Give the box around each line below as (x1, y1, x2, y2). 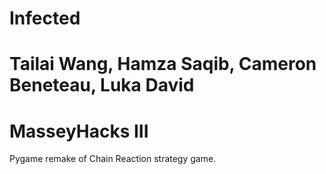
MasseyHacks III (9, 120, 149, 142)
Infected (9, 7, 81, 30)
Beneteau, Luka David (9, 74, 195, 97)
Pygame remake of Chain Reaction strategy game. (9, 153, 217, 165)
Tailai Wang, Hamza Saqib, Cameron (9, 53, 317, 76)
